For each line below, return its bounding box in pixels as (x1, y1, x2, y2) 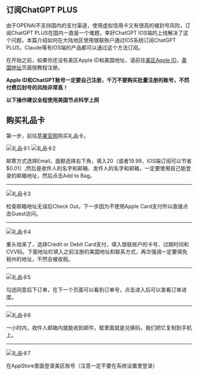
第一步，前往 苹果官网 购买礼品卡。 (6, 132, 89, 139)
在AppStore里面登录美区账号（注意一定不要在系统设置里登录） (6, 362, 158, 369)
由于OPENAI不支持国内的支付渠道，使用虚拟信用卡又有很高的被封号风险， (6, 22, 186, 29)
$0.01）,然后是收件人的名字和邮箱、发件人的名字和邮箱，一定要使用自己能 (6, 164, 186, 172)
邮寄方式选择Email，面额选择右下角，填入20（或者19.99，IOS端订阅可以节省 (6, 157, 192, 164)
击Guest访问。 (6, 210, 41, 217)
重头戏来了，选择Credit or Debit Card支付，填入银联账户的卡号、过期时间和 (6, 240, 189, 247)
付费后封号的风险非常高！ (6, 84, 68, 91)
